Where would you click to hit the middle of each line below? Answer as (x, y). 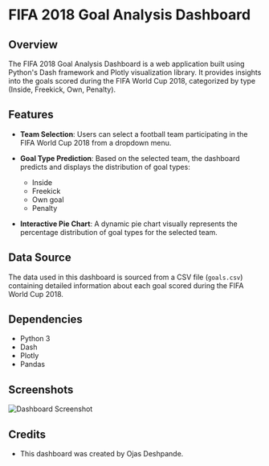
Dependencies (45, 320)
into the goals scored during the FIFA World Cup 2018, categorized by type (132, 81)
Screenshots (41, 389)
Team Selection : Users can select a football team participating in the (134, 134)
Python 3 (35, 339)
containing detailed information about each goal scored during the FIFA (126, 285)
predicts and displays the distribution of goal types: (105, 167)
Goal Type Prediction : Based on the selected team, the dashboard (130, 158)
